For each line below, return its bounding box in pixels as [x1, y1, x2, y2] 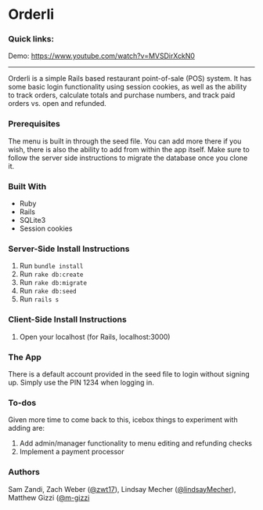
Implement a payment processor [19, 447, 125, 457]
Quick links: [8, 34, 55, 45]
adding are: [8, 424, 45, 433]
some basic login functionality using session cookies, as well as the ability [8, 82, 247, 92]
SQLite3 [19, 216, 46, 225]
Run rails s [19, 294, 59, 304]
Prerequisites [8, 118, 60, 129]
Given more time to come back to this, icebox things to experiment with [8, 415, 238, 424]
